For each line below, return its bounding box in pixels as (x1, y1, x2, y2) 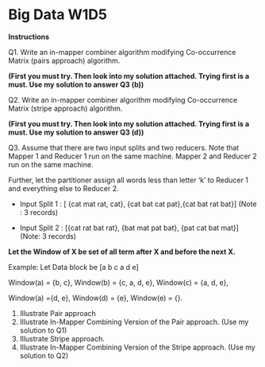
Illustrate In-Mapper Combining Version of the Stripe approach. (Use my (19, 342, 255, 352)
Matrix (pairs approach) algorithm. (8, 56, 121, 65)
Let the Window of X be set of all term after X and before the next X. (8, 247, 236, 256)
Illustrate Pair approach (19, 308, 97, 318)
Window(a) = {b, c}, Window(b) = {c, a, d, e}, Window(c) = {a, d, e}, (8, 277, 229, 287)
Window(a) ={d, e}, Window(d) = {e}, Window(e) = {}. (8, 293, 183, 303)
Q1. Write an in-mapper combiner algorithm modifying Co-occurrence (8, 47, 236, 57)
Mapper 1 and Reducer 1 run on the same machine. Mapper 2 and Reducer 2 (8, 151, 258, 161)
